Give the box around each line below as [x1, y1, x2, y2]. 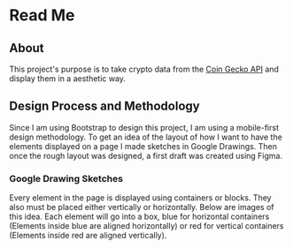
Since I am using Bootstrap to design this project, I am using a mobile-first [9, 122, 279, 132]
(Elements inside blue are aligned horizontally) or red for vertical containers [9, 221, 284, 231]
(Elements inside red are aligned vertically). [9, 230, 167, 241]
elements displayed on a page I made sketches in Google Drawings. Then [9, 140, 277, 151]
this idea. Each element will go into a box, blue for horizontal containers [9, 211, 270, 222]
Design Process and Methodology [9, 99, 201, 114]
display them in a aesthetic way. [9, 73, 127, 84]
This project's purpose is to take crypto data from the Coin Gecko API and [9, 64, 279, 74]
